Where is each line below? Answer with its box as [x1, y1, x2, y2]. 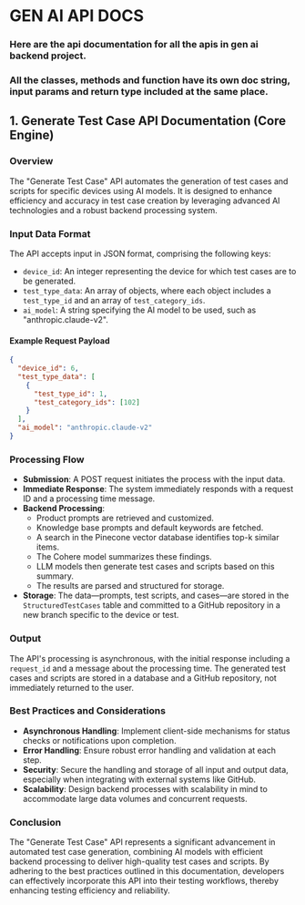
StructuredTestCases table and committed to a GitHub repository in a [22, 600, 280, 611]
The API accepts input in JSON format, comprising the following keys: [9, 248, 271, 260]
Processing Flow [9, 453, 85, 466]
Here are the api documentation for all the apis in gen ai [9, 38, 259, 51]
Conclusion [9, 816, 62, 828]
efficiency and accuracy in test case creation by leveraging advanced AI [9, 195, 280, 206]
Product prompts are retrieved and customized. [36, 512, 214, 524]
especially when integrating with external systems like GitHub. [22, 774, 257, 785]
